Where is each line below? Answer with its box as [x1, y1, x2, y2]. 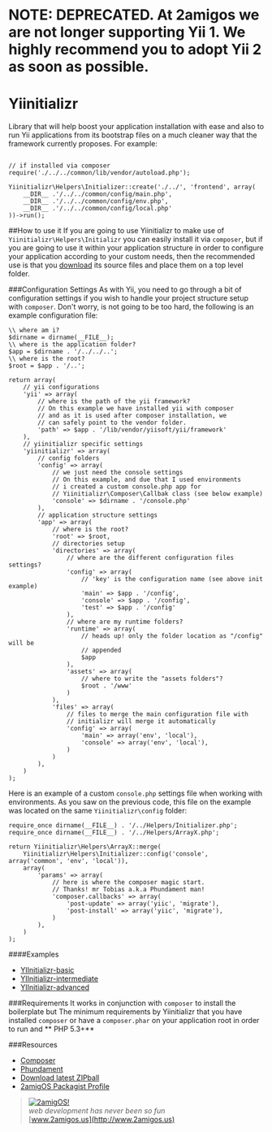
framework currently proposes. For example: [8, 139, 158, 149]
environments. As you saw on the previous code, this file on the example [8, 797, 252, 807]
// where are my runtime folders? [66, 618, 183, 627]
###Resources [8, 1040, 58, 1050]
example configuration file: [8, 310, 98, 320]
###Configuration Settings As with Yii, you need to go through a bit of [8, 284, 242, 294]
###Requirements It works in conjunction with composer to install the [8, 998, 236, 1008]
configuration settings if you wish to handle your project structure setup [8, 293, 249, 303]
